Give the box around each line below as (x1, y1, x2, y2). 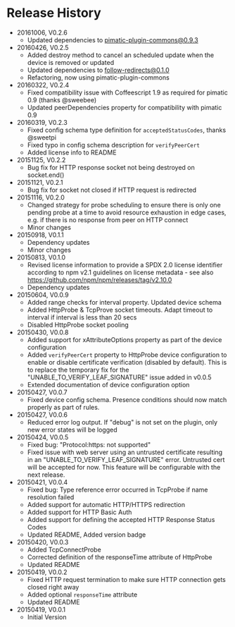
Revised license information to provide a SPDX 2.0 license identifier (27, 260, 223, 269)
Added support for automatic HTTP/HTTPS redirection (27, 500, 186, 509)
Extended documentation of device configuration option (27, 380, 190, 389)
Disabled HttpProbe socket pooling (27, 320, 129, 329)
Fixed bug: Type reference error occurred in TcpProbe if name (27, 485, 208, 494)
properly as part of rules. (27, 403, 100, 411)
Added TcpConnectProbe (27, 545, 101, 554)
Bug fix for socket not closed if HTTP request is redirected (27, 185, 197, 194)
